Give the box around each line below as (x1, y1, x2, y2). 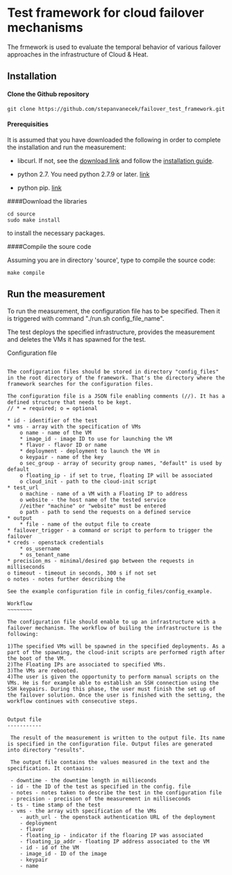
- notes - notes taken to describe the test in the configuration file (10, 789, 222, 796)
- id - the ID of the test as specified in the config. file (10, 783, 191, 790)
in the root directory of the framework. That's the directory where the (7, 374, 226, 381)
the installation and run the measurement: (7, 143, 126, 151)
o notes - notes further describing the (7, 575, 126, 583)
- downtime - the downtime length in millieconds (10, 777, 157, 784)
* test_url (7, 484, 39, 491)
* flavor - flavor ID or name (19, 441, 108, 448)
